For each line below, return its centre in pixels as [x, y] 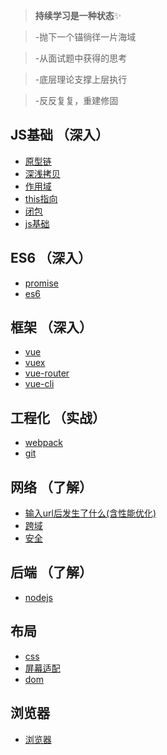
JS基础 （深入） [59, 135]
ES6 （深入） [51, 258]
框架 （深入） [51, 327]
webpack [43, 443]
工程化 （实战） [58, 417]
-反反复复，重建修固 [76, 100]
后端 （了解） [51, 572]
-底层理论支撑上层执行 [81, 79]
